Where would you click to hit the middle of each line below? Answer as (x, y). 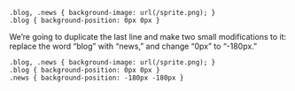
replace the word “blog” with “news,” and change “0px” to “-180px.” (133, 46)
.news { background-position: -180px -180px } (97, 78)
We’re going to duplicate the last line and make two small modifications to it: (148, 37)
